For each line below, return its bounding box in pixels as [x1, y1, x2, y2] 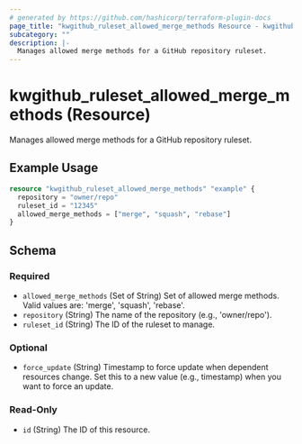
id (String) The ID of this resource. [22, 424, 151, 435]
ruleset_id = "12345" [17, 201, 99, 210]
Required [9, 269, 50, 282]
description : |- [9, 38, 70, 48]
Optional [9, 341, 48, 354]
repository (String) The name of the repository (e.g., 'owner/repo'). [22, 309, 272, 320]
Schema [9, 242, 57, 258]
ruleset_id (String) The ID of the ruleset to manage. [22, 319, 216, 330]
